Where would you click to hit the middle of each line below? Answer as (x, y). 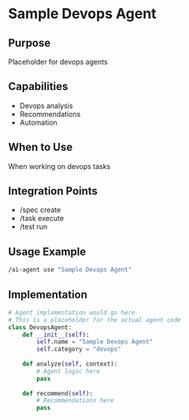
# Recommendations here (75, 401)
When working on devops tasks (59, 166)
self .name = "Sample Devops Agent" (95, 342)
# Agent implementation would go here (72, 313)
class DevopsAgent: (40, 327)
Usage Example (47, 251)
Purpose (30, 43)
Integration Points (53, 191)
